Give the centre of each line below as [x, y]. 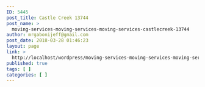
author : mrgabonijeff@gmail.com [47, 35]
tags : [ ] [19, 69]
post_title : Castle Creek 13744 [47, 18]
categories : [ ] [27, 75]
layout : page [23, 47]
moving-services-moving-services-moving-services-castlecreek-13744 [101, 29]
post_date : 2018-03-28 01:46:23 [47, 40]
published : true [27, 63]
